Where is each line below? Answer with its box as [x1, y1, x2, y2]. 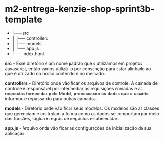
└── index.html [12, 50, 44, 57]
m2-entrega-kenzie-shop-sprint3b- [5, 3, 155, 15]
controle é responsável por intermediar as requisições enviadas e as [5, 85, 143, 91]
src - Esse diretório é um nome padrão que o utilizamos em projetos [5, 60, 143, 66]
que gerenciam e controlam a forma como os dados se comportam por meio [5, 110, 159, 116]
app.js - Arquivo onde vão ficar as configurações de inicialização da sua [5, 125, 152, 131]
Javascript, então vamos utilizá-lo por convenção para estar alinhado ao [5, 65, 151, 71]
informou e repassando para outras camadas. [5, 95, 97, 101]
